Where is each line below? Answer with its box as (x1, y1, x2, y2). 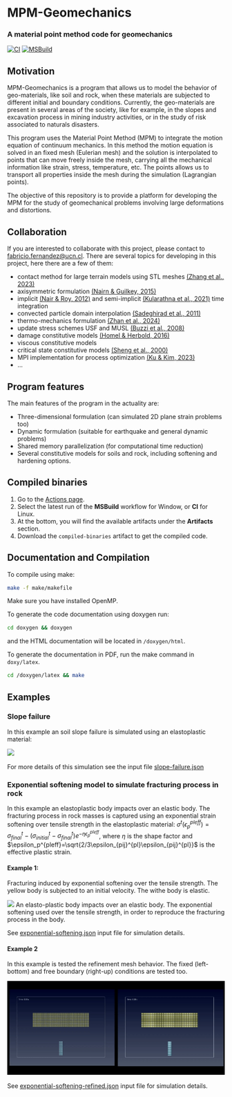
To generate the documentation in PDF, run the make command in (7, 650, 195, 658)
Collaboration (7, 226, 67, 238)
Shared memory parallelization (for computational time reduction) (17, 441, 204, 450)
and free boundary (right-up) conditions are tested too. (30, 967, 188, 976)
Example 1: (7, 863, 39, 872)
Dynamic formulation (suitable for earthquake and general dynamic (17, 427, 209, 435)
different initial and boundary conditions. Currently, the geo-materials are (7, 98, 215, 107)
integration (17, 302, 48, 311)
